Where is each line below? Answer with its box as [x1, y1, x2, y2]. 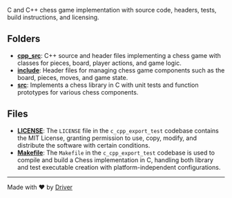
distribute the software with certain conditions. [17, 141, 151, 149]
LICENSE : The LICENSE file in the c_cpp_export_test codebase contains [17, 126, 219, 135]
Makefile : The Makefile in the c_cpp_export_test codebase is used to [17, 148, 215, 157]
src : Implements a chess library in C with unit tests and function [17, 81, 199, 89]
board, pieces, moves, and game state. [17, 73, 128, 81]
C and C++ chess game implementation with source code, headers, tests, [7, 6, 217, 14]
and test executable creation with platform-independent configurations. [17, 163, 221, 171]
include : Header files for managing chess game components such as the [17, 66, 225, 75]
